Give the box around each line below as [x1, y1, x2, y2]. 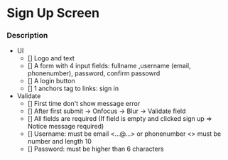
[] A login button [27, 77, 75, 85]
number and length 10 [27, 137, 92, 146]
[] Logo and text [27, 54, 75, 63]
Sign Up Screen [6, 5, 100, 21]
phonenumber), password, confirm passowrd [27, 69, 161, 78]
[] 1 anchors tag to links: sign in [27, 84, 119, 93]
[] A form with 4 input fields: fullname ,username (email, [27, 62, 191, 70]
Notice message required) [27, 122, 104, 131]
